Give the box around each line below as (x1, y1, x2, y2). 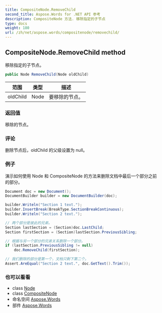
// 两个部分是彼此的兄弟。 (5, 220, 53, 225)
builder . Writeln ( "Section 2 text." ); (5, 211, 82, 217)
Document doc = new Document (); (5, 189, 71, 194)
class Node (12, 285, 35, 291)
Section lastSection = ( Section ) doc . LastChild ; (5, 225, 105, 230)
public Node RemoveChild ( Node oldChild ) (5, 72, 89, 77)
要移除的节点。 (49, 93, 83, 100)
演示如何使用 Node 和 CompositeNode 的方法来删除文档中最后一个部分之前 (5, 173, 157, 179)
